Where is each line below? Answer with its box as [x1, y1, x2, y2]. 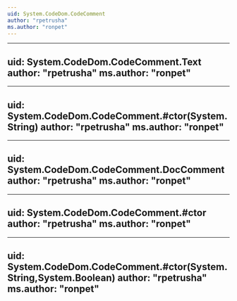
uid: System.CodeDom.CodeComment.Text [7, 56, 202, 68]
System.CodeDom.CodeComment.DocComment [7, 164, 225, 176]
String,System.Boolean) [7, 272, 116, 284]
